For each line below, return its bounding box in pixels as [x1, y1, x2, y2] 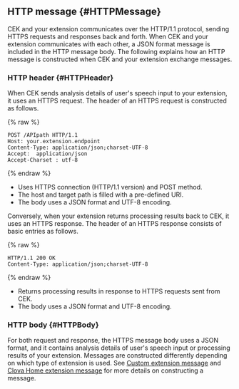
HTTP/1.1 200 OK [7, 254, 56, 262]
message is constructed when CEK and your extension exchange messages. [7, 55, 233, 63]
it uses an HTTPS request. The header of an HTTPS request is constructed [7, 96, 227, 105]
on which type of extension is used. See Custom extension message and [7, 359, 221, 368]
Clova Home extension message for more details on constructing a [7, 366, 204, 375]
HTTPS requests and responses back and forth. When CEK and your [7, 32, 208, 41]
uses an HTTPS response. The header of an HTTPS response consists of [7, 219, 223, 228]
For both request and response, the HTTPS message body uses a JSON [7, 336, 219, 345]
